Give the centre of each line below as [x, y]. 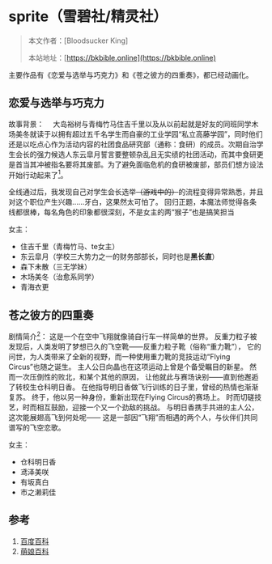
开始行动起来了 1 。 [38, 174]
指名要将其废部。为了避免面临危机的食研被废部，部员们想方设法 [157, 164]
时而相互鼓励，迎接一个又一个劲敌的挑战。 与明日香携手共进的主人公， [140, 407]
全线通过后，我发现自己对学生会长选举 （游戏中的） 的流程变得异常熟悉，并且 [136, 192]
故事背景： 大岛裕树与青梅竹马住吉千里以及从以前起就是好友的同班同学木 [134, 124]
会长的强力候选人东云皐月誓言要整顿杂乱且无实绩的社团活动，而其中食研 [136, 154]
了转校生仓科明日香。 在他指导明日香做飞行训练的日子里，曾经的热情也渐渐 [134, 387]
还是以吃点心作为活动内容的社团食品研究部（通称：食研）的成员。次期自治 [132, 144]
